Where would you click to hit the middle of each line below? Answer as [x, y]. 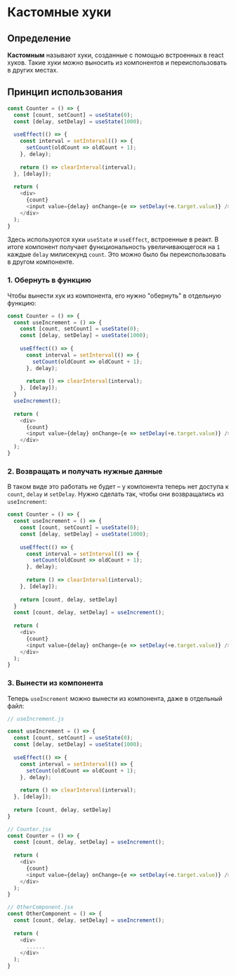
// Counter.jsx [29, 829]
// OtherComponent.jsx [40, 907]
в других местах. [33, 70]
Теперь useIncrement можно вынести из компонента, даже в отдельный [115, 698]
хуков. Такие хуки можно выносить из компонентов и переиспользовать [117, 63]
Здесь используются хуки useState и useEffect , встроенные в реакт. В [113, 239]
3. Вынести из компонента [55, 683]
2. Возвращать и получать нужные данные [85, 471]
